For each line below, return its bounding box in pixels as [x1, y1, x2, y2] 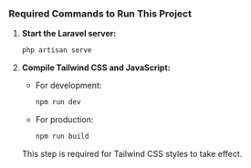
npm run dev [35, 98, 81, 107]
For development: [35, 80, 102, 91]
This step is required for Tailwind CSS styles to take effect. [21, 148, 243, 159]
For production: [35, 114, 94, 125]
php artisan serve [21, 46, 92, 55]
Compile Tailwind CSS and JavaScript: [21, 62, 171, 73]
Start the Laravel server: [21, 28, 117, 39]
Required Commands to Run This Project [8, 7, 193, 20]
